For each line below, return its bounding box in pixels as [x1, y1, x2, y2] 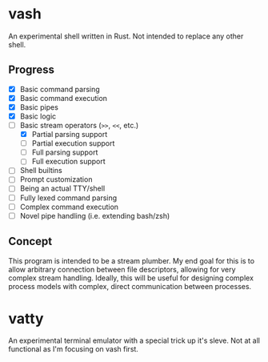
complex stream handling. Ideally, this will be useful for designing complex [8, 273, 254, 283]
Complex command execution [19, 202, 118, 211]
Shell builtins [19, 166, 62, 175]
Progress [8, 63, 54, 77]
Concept [8, 235, 53, 248]
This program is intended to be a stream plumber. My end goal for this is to [8, 255, 254, 265]
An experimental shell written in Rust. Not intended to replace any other [8, 31, 244, 41]
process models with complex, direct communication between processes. [8, 281, 252, 291]
